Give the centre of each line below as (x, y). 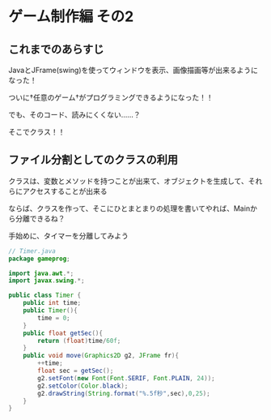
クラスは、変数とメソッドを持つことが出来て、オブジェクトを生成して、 (128, 181)
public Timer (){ (51, 311)
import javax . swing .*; (47, 281)
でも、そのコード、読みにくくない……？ (74, 115)
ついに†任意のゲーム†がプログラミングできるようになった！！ (111, 97)
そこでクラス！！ (37, 132)
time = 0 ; (54, 318)
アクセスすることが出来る (65, 191)
